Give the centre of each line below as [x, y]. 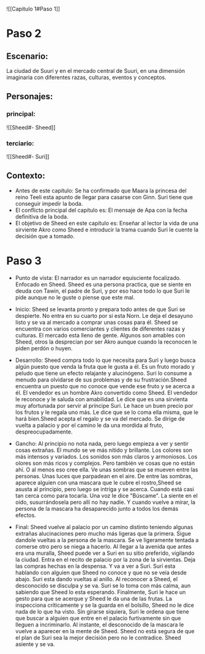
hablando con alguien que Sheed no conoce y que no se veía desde [101, 573]
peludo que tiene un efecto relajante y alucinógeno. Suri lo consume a [103, 373]
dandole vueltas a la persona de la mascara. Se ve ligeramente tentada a [107, 540]
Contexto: [26, 176]
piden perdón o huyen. [44, 348]
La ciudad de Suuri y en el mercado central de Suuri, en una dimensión [96, 71]
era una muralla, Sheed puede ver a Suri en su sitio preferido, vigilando [105, 553]
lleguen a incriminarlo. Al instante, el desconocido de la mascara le [99, 625]
